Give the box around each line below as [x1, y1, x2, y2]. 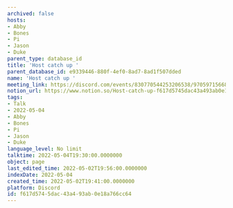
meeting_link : [7, 81, 49, 88]
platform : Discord [7, 184, 60, 191]
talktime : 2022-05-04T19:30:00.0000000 [7, 152, 123, 159]
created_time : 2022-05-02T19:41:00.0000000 [7, 177, 135, 184]
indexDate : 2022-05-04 [7, 171, 73, 178]
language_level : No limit [7, 146, 82, 153]
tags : [7, 94, 23, 101]
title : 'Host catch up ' [7, 62, 79, 69]
